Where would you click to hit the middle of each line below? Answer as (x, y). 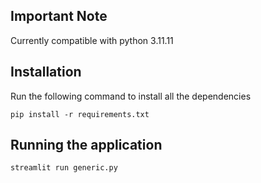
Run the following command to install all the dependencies (131, 96)
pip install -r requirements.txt (80, 114)
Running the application (86, 145)
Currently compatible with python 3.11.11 (92, 40)
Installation (46, 72)
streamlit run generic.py (64, 168)
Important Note (59, 16)
